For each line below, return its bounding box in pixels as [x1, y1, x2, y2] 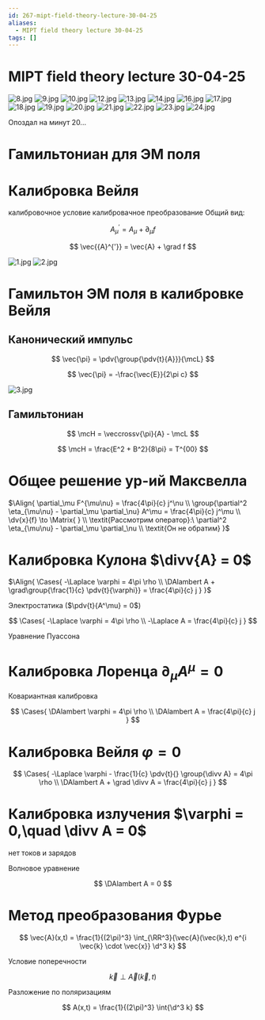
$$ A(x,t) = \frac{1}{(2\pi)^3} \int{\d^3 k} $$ [62, 1003, 204, 1012]
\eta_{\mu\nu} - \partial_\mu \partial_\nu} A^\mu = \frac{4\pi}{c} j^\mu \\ [8, 506, 241, 516]
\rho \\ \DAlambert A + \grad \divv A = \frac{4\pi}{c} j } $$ [38, 778, 228, 787]
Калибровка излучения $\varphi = [8, 805, 244, 824]
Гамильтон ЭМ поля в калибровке [8, 284, 244, 303]
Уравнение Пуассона [8, 631, 81, 641]
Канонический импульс [8, 333, 133, 347]
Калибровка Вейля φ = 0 [8, 743, 182, 761]
